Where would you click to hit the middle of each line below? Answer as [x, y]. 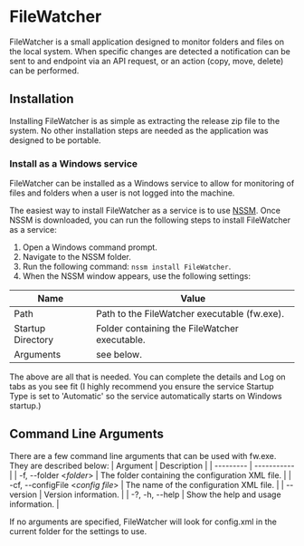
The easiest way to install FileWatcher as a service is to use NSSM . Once [145, 211]
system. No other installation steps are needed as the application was [139, 130]
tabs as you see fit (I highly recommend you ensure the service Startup [142, 387]
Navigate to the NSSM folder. [76, 257]
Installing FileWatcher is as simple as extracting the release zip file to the [145, 120]
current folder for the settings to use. [78, 531]
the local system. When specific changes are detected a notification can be [150, 51]
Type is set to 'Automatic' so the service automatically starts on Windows [146, 397]
